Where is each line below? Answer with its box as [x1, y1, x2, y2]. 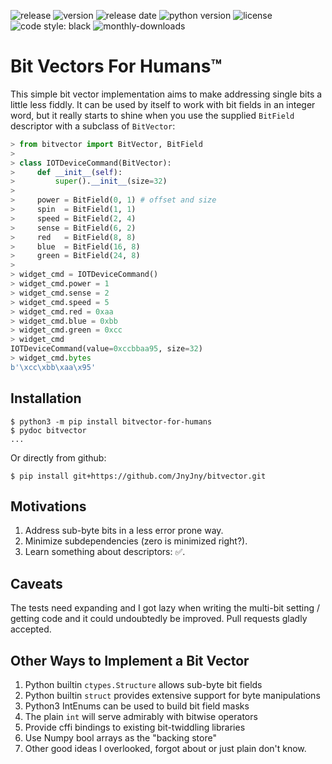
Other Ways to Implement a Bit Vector [10, 652, 250, 669]
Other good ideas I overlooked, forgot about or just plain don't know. [24, 743, 307, 755]
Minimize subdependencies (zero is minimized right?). [24, 535, 248, 547]
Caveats [10, 575, 63, 592]
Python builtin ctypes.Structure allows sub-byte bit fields [24, 679, 263, 691]
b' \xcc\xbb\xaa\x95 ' [10, 362, 97, 372]
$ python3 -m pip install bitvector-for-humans [10, 416, 213, 427]
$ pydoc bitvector [10, 425, 87, 435]
